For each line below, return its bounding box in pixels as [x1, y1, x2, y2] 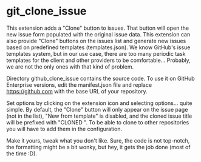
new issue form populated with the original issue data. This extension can [6, 30, 191, 38]
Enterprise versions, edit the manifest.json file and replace [6, 81, 152, 89]
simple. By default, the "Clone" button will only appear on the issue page [6, 106, 188, 113]
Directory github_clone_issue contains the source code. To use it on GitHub [6, 75, 196, 82]
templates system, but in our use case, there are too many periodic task [6, 50, 186, 57]
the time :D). [6, 150, 38, 157]
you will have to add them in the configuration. [6, 125, 123, 132]
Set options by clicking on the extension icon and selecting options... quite [6, 99, 192, 107]
